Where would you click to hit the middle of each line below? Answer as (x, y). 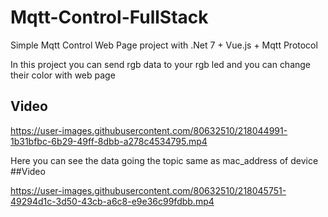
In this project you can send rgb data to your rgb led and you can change (161, 64)
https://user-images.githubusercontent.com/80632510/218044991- (149, 130)
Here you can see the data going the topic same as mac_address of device (164, 160)
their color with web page (63, 75)
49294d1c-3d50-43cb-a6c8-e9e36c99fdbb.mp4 (112, 201)
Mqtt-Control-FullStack (109, 17)
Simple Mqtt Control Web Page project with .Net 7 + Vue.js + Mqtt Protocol (164, 45)
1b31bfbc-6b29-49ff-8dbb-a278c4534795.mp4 (109, 141)
